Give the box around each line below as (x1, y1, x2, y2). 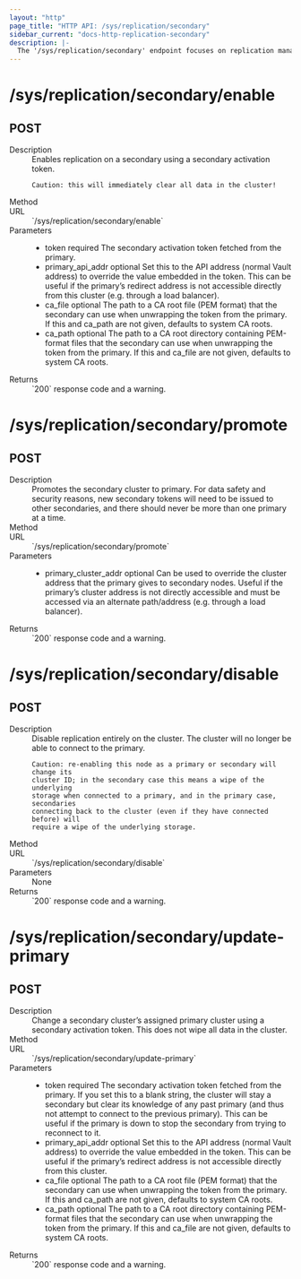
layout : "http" (9, 13, 66, 22)
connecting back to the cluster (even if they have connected (31, 808, 269, 817)
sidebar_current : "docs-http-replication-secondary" (9, 30, 211, 39)
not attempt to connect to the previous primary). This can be (44, 1109, 269, 1119)
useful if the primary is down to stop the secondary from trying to (44, 1118, 287, 1129)
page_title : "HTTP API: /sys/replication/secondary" (9, 22, 211, 30)
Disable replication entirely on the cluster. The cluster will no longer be (31, 733, 292, 744)
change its (31, 768, 73, 777)
